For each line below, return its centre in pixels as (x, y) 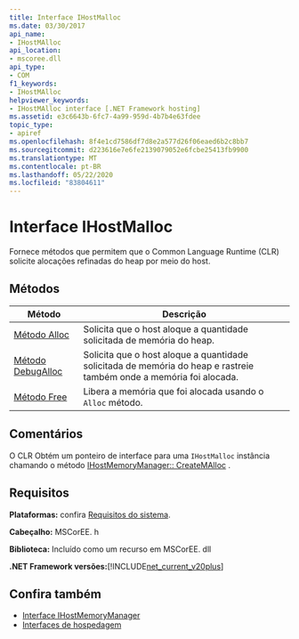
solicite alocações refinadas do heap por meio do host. (110, 261)
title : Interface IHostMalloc (65, 17)
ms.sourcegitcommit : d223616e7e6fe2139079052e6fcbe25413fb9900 (129, 150)
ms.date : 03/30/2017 (48, 26)
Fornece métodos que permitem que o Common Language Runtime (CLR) (145, 252)
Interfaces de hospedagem (72, 625)
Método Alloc (41, 335)
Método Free (40, 397)
